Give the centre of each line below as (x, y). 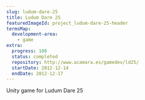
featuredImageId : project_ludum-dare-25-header (67, 23)
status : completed (35, 57)
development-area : (35, 34)
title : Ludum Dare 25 (34, 17)
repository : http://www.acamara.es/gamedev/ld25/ (75, 62)
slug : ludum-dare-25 (32, 12)
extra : (14, 46)
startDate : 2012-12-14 (40, 68)
